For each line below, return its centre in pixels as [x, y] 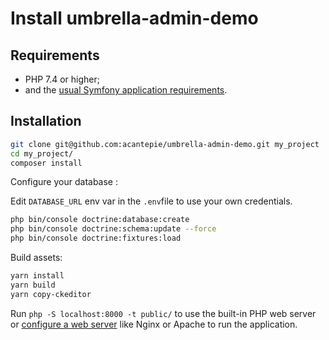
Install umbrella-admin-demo [134, 18]
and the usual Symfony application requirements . [126, 90]
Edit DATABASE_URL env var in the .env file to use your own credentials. [151, 201]
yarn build [33, 285]
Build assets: [36, 258]
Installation [46, 121]
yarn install [37, 276]
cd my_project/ [42, 153]
